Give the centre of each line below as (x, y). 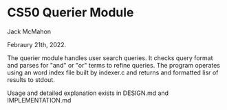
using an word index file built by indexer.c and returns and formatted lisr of (113, 72)
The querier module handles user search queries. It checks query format (110, 58)
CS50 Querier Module (71, 13)
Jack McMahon (29, 31)
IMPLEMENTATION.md (39, 100)
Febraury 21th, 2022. (37, 44)
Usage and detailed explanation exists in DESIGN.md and (88, 93)
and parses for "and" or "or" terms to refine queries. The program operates (113, 65)
